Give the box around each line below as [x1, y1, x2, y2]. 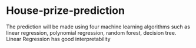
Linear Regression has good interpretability [6, 35, 111, 42]
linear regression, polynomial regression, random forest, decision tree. [6, 29, 177, 36]
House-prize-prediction [6, 4, 125, 17]
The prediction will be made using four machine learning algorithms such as [6, 23, 190, 30]
